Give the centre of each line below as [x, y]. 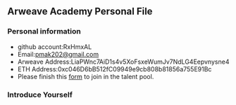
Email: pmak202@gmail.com [58, 54]
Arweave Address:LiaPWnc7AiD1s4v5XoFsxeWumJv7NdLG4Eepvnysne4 [123, 62]
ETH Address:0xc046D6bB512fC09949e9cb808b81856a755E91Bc [114, 69]
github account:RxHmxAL [55, 47]
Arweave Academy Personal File [80, 12]
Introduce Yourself [40, 94]
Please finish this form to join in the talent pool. [86, 76]
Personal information [44, 31]
